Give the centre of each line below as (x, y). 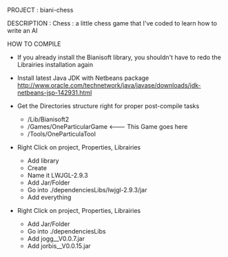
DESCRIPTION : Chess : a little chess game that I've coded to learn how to (112, 23)
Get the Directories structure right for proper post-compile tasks (108, 106)
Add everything (49, 197)
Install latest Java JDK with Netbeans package (83, 78)
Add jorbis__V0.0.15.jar (59, 246)
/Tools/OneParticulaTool (62, 134)
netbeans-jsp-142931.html (54, 93)
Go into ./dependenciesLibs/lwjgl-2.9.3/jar (87, 190)
